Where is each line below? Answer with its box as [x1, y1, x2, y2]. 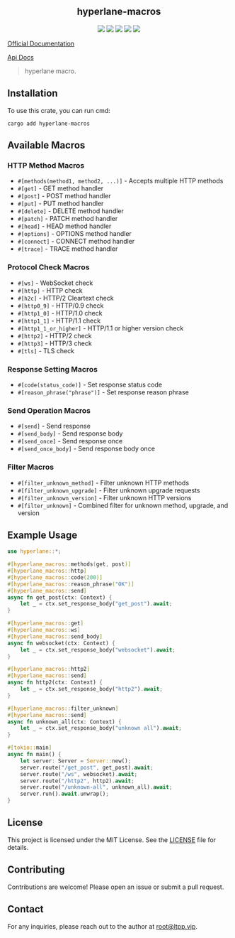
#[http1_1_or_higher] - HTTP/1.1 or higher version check [17, 323, 184, 333]
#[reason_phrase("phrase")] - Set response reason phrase [17, 387, 189, 397]
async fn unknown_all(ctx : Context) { [7, 718, 122, 726]
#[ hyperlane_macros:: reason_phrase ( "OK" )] [7, 581, 134, 588]
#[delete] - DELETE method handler [17, 207, 124, 215]
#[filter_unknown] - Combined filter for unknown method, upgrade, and [17, 501, 229, 510]
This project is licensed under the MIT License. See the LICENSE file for [7, 835, 217, 844]
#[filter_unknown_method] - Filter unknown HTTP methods [17, 478, 190, 487]
